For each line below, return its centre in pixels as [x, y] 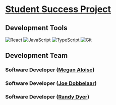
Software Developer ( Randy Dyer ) [47, 97]
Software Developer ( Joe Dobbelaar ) [51, 83]
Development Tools [36, 28]
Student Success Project [58, 9]
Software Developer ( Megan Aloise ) [50, 70]
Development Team [37, 56]
